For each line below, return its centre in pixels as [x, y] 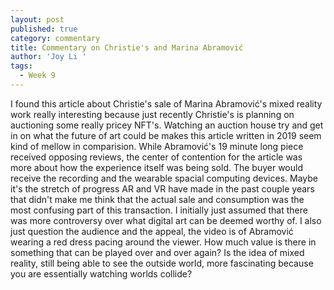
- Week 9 [37, 76]
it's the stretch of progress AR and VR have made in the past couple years [162, 188]
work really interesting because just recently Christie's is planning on [152, 114]
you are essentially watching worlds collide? [101, 273]
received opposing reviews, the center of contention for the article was [156, 157]
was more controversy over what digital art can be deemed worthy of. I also [166, 220]
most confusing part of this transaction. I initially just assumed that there [159, 210]
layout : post [37, 19]
